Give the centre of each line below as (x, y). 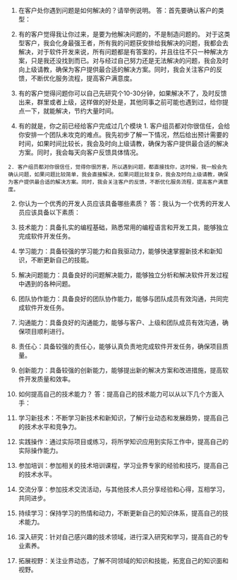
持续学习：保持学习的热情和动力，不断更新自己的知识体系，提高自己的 (120, 513)
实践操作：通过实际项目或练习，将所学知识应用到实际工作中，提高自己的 (123, 442)
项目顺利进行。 (46, 331)
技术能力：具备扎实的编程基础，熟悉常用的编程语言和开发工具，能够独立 (123, 227)
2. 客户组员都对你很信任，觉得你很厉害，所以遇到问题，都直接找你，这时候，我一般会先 (118, 167)
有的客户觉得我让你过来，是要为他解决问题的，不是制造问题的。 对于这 (121, 34)
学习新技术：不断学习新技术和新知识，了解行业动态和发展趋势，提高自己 (123, 418)
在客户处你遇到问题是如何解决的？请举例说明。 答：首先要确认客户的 (118, 10)
